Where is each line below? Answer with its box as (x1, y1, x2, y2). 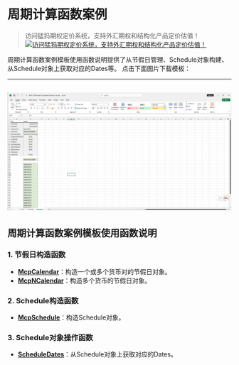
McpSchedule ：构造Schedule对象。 (17, 313, 125, 322)
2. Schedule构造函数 (7, 295, 79, 305)
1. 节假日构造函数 (7, 250, 66, 260)
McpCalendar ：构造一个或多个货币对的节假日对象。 (17, 267, 171, 276)
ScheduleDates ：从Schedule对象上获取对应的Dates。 (17, 350, 178, 359)
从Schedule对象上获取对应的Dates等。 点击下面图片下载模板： (7, 64, 191, 72)
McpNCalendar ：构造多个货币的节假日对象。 (17, 276, 152, 285)
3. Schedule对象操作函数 (7, 333, 94, 343)
